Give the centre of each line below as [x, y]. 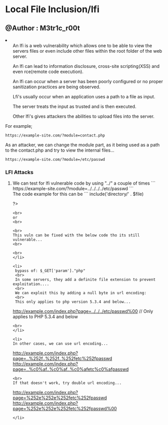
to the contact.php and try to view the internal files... [60, 150]
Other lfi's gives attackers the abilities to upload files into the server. [83, 116]
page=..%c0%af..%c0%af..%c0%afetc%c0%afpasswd [71, 369]
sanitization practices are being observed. [56, 87]
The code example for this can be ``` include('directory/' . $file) [78, 194]
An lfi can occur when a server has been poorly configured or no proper [88, 81]
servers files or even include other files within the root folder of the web [87, 51]
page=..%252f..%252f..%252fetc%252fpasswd [62, 359]
